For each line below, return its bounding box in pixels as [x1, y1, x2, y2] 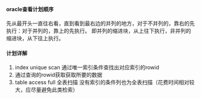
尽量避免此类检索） [31, 86, 78, 94]
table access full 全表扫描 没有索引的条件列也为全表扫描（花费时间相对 [14, 79, 190, 86]
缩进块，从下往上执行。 [6, 35, 64, 42]
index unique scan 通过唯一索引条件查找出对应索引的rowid [14, 64, 160, 71]
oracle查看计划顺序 [6, 5, 54, 13]
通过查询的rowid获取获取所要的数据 [14, 72, 103, 79]
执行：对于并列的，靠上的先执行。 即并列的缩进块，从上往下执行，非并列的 [6, 27, 191, 35]
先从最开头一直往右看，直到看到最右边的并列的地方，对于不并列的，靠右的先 [6, 20, 195, 27]
